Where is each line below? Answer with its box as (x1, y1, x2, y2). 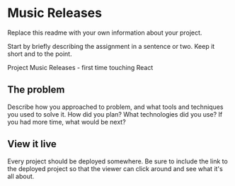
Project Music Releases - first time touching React (7, 63, 154, 71)
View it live (7, 138, 57, 150)
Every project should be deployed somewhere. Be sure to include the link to (7, 157, 228, 165)
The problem (7, 83, 65, 96)
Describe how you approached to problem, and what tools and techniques (7, 103, 224, 111)
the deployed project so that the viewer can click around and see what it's (7, 164, 223, 173)
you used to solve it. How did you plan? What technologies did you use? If (7, 110, 223, 118)
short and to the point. (7, 50, 72, 58)
